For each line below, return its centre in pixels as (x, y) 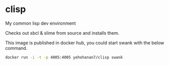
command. (16, 48)
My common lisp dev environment (41, 23)
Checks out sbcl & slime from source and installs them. (62, 33)
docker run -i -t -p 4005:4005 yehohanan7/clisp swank (64, 57)
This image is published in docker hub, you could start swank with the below (85, 43)
